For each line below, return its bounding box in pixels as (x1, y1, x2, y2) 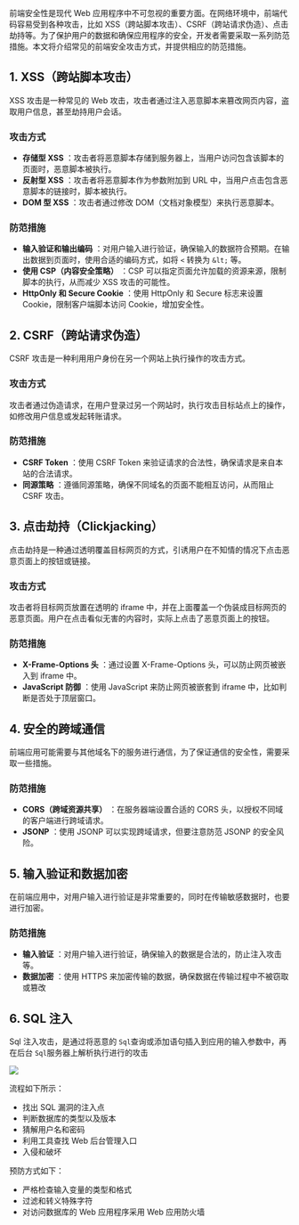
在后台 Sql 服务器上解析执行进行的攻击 (9, 1048, 149, 1058)
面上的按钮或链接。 (24, 555, 95, 566)
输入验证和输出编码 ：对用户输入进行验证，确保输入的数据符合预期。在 (21, 243, 282, 254)
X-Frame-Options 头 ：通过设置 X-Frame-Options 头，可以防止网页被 (21, 659, 279, 670)
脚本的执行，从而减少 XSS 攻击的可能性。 (21, 277, 175, 288)
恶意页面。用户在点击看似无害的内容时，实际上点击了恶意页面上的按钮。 (9, 613, 274, 624)
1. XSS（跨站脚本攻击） (9, 69, 139, 85)
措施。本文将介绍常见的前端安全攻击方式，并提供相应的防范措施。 (9, 41, 251, 52)
